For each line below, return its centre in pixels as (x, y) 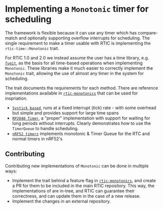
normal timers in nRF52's (37, 139)
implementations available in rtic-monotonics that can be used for (71, 93)
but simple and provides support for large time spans (65, 113)
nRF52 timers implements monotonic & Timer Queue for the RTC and (81, 133)
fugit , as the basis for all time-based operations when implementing (74, 63)
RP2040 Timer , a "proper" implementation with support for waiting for (81, 118)
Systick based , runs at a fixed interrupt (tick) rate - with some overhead (84, 108)
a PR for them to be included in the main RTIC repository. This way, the (83, 186)
